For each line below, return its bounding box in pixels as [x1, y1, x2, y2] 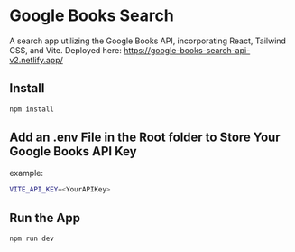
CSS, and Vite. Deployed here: [9, 44, 122, 55]
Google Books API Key [9, 144, 137, 159]
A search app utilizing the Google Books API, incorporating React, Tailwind [9, 35, 287, 46]
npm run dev [9, 234, 54, 244]
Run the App [9, 210, 81, 226]
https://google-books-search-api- [123, 44, 251, 55]
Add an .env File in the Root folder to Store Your [9, 130, 281, 145]
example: [9, 168, 43, 179]
